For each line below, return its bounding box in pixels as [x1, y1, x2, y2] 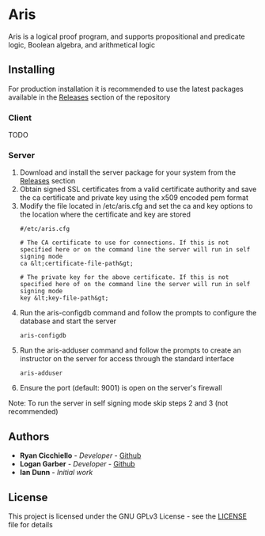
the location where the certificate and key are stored [19, 209, 191, 219]
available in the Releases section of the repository [8, 92, 171, 102]
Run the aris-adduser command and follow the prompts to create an [19, 345, 241, 355]
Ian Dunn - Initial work [19, 468, 93, 477]
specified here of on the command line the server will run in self [19, 281, 251, 289]
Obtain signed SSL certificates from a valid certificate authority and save [19, 184, 257, 194]
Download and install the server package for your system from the [19, 168, 236, 177]
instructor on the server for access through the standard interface [19, 354, 235, 364]
